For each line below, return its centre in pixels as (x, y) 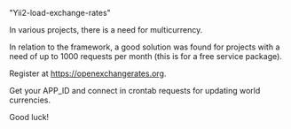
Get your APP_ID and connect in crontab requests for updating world (135, 91)
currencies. (30, 100)
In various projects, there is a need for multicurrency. (106, 30)
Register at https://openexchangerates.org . (88, 73)
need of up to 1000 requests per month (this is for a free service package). (145, 56)
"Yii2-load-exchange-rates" (60, 13)
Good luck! (29, 117)
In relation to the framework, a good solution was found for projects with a (145, 47)
